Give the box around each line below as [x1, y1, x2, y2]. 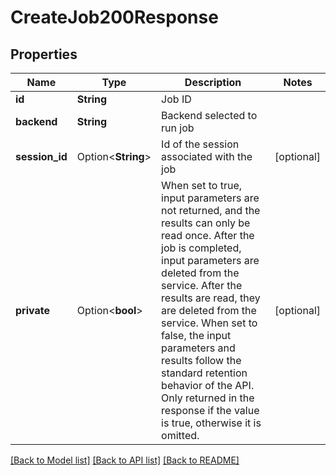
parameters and [161, 341, 236, 355]
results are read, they [161, 291, 261, 305]
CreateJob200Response [10, 6, 219, 29]
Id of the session [161, 137, 240, 151]
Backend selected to [161, 109, 258, 122]
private [15, 304, 50, 317]
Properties [10, 46, 78, 63]
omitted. [161, 429, 200, 442]
